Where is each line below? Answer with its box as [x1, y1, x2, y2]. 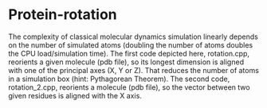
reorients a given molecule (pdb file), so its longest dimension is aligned [8, 57, 245, 67]
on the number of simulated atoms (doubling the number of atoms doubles [8, 40, 253, 49]
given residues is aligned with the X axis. [8, 91, 142, 100]
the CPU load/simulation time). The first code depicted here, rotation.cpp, [8, 48, 249, 58]
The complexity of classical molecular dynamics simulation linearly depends [8, 32, 259, 41]
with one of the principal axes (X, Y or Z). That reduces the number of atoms [8, 65, 259, 75]
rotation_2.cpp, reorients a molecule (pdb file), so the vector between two [8, 82, 250, 92]
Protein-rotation [8, 6, 117, 24]
